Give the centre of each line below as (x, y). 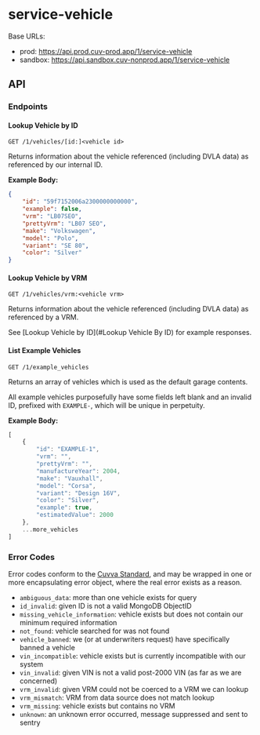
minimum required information (68, 623)
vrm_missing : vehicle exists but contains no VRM (97, 706)
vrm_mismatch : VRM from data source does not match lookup (117, 698)
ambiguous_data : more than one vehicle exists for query (108, 598)
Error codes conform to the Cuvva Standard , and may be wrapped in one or (130, 574)
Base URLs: (27, 36)
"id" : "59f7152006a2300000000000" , (80, 202)
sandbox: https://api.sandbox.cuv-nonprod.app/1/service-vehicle (125, 60)
